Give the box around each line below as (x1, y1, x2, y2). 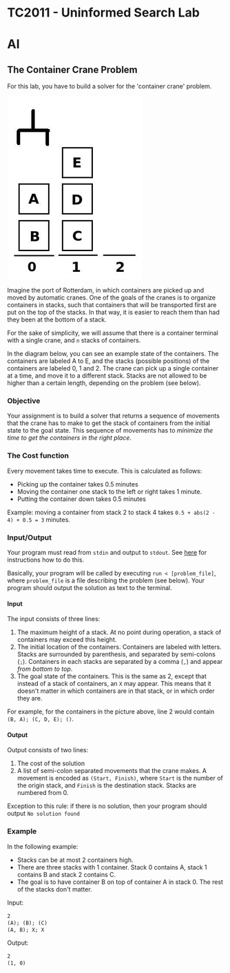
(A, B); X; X (7, 926, 45, 933)
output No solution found (7, 809, 81, 818)
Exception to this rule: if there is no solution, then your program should (7, 802, 207, 810)
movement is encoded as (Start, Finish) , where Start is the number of (17, 774, 224, 783)
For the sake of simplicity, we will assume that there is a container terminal (7, 329, 218, 337)
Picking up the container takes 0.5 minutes (17, 480, 139, 488)
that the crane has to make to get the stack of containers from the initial (7, 419, 211, 427)
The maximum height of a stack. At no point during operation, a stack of (17, 628, 222, 636)
